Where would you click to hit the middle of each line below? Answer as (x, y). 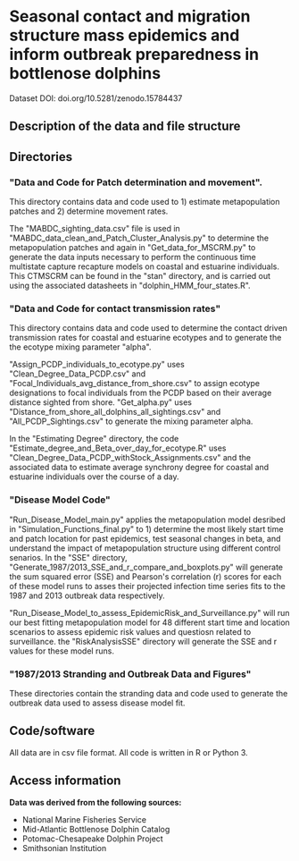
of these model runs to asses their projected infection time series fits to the (147, 586)
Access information (65, 781)
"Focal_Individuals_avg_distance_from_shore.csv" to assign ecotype (135, 384)
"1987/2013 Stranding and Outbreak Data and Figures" (130, 674)
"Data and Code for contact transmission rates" (115, 308)
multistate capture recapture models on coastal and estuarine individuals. (144, 266)
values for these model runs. (62, 651)
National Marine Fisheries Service (84, 819)
